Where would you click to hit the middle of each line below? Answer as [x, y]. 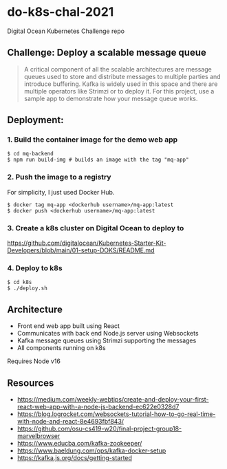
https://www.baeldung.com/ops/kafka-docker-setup [91, 450]
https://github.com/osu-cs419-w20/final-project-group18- [99, 428]
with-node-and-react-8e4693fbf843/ [71, 421]
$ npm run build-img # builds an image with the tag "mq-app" [98, 160]
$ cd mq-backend [30, 154]
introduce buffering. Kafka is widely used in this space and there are [121, 84]
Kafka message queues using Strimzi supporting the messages [107, 340]
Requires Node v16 [34, 361]
